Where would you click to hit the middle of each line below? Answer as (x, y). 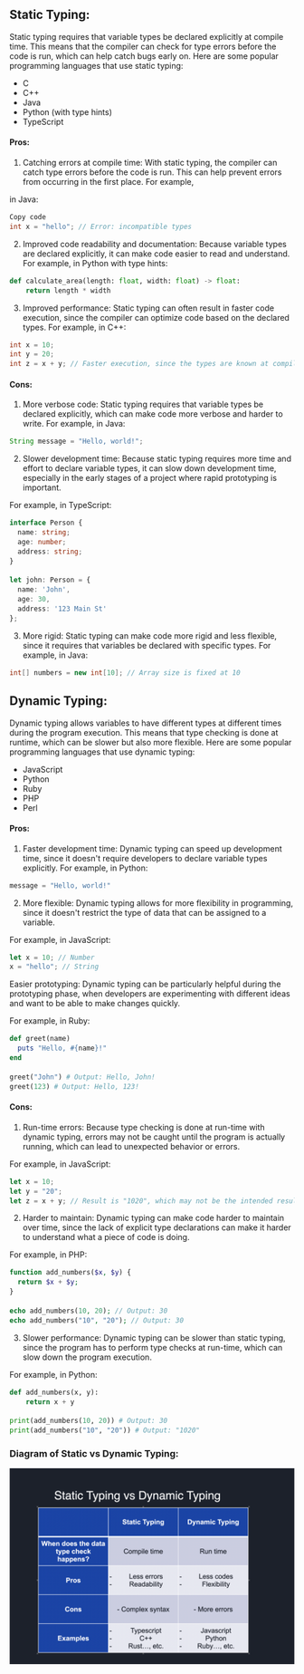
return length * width (68, 290)
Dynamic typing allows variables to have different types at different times (146, 723)
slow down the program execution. (87, 1357)
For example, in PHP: (48, 1255)
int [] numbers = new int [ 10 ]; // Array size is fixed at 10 (125, 673)
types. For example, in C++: (74, 327)
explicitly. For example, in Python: (85, 868)
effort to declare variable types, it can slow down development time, (149, 468)
